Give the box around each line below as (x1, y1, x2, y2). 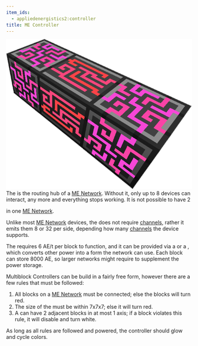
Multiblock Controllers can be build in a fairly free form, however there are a (6, 273, 190, 280)
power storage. (6, 261, 43, 268)
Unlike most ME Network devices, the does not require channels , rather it (6, 219, 184, 226)
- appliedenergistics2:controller (11, 15, 96, 22)
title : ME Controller (6, 22, 60, 28)
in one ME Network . (6, 207, 54, 215)
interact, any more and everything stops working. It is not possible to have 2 (6, 196, 191, 203)
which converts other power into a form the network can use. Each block (6, 249, 183, 256)
